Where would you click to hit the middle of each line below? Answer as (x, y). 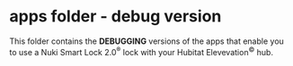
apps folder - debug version (115, 16)
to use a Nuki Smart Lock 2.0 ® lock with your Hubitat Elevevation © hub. (142, 51)
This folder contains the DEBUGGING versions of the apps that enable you (147, 41)
